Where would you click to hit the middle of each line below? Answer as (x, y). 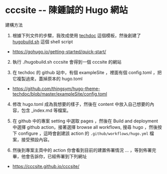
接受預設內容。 (37, 139)
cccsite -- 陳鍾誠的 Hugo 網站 (67, 10)
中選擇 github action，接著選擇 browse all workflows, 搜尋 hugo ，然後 (85, 127)
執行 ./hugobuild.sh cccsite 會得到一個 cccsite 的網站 (67, 62)
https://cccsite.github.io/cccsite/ (46, 166)
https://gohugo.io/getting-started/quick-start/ (59, 51)
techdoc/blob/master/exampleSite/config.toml (60, 94)
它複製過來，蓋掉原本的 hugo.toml (47, 79)
